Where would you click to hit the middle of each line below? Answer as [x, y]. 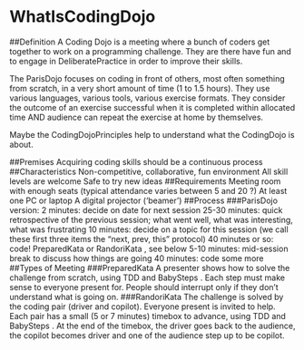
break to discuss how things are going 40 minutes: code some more [137, 258]
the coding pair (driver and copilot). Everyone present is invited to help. [142, 306]
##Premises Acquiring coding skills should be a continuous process [136, 161]
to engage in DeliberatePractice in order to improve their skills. [126, 61]
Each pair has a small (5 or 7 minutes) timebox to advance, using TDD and [147, 316]
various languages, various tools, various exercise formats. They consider [147, 98]
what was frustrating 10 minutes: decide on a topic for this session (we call [149, 229]
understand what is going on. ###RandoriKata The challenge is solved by [147, 297]
